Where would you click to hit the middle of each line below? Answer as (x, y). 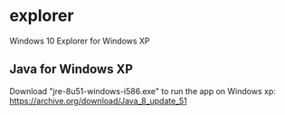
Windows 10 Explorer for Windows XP (80, 41)
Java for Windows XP (71, 69)
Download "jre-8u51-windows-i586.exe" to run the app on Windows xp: (142, 91)
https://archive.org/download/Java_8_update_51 (98, 101)
